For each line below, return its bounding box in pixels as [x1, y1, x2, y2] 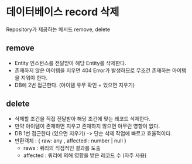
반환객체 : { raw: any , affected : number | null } [14, 137, 127, 144]
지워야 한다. [20, 74, 48, 81]
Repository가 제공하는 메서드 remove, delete [6, 26, 110, 33]
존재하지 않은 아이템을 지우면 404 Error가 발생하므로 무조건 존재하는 [14, 67, 171, 74]
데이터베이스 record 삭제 [6, 5, 119, 19]
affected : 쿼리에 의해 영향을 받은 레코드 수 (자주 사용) [23, 152, 147, 159]
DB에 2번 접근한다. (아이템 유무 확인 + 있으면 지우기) [14, 81, 135, 88]
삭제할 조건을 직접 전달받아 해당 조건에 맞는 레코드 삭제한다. [14, 115, 151, 122]
